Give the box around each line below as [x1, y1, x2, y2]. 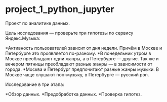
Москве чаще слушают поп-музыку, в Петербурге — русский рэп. [5, 71, 149, 77]
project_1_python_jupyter [5, 4, 115, 15]
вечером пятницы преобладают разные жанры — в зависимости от [5, 61, 153, 67]
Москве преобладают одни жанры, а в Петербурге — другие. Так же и [5, 55, 159, 61]
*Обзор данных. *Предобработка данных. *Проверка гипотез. [5, 91, 142, 97]
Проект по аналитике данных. [5, 20, 70, 26]
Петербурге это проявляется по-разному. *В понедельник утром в [5, 50, 151, 56]
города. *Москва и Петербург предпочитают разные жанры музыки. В [5, 66, 159, 72]
